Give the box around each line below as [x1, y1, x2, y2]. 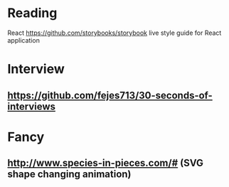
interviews [7, 100, 55, 112]
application [7, 36, 41, 44]
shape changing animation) [7, 169, 132, 181]
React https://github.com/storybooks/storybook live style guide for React [7, 28, 222, 37]
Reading [7, 5, 58, 21]
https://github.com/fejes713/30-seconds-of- [7, 89, 213, 101]
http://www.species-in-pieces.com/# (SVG [7, 157, 204, 169]
